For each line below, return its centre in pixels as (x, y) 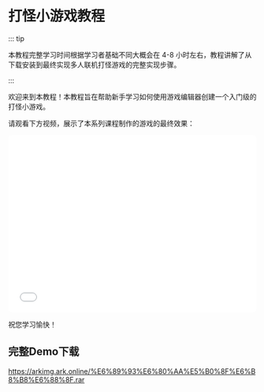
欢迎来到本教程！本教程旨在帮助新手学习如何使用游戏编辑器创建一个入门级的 (132, 96)
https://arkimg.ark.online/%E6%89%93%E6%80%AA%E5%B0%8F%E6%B (132, 371)
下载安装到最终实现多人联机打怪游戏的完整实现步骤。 (95, 65)
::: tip (17, 38)
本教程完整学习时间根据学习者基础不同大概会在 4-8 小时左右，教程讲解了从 (130, 54)
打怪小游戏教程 (57, 16)
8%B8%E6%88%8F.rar (46, 379)
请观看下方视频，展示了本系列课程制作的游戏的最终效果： (101, 123)
